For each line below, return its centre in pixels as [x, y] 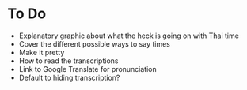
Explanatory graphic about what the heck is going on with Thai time [129, 36]
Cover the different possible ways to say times [95, 43]
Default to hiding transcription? [69, 77]
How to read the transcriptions [68, 61]
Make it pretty [42, 52]
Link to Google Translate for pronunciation [88, 69]
